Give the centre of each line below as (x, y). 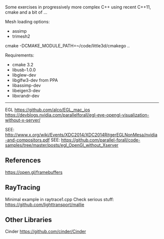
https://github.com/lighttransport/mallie (45, 204)
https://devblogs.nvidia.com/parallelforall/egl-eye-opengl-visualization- (77, 115)
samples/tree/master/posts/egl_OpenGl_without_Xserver (62, 145)
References (23, 160)
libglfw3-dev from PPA (35, 80)
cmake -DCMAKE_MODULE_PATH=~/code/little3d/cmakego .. (68, 46)
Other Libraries (29, 220)
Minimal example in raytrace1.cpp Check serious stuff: (60, 199)
